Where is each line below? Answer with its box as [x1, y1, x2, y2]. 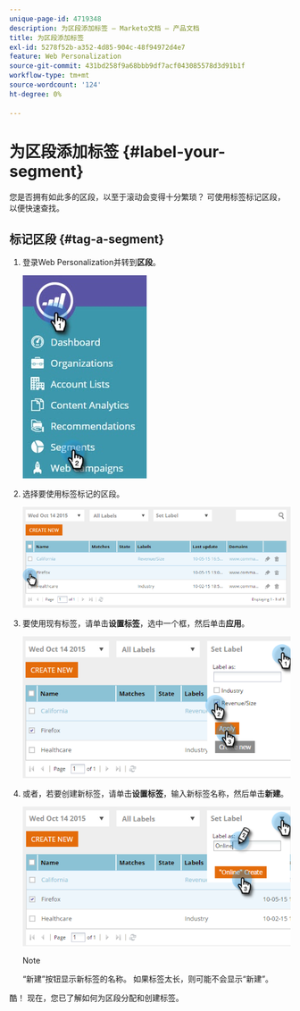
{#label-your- [121, 141, 226, 162]
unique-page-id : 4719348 [9, 14, 102, 23]
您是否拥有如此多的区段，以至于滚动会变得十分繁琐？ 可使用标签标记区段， [9, 192, 286, 203]
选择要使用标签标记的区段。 [21, 489, 125, 499]
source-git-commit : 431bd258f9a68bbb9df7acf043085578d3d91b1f [9, 62, 246, 71]
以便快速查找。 [9, 203, 64, 213]
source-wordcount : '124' [9, 80, 102, 89]
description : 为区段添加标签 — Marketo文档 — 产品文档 [9, 23, 200, 33]
